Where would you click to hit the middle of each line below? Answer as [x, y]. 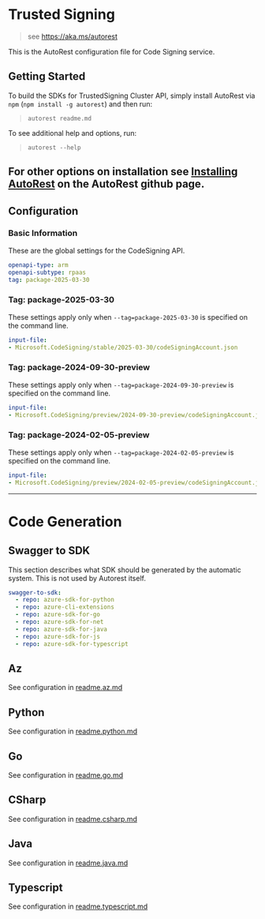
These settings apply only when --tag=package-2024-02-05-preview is [121, 452]
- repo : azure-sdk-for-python [65, 600]
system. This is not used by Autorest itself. [77, 578]
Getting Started [47, 77]
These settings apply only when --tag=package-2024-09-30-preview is [121, 384]
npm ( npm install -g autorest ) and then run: [80, 103]
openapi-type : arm [38, 265]
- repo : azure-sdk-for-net [60, 622]
